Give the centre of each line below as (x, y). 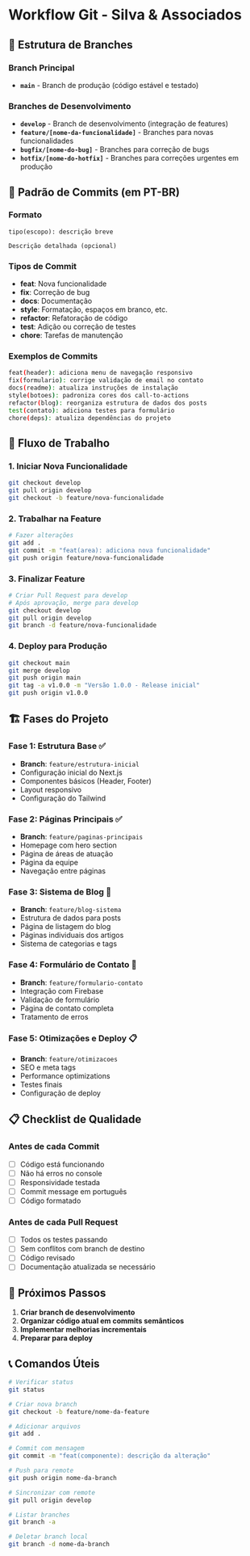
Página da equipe (49, 863)
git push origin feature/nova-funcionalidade (86, 558)
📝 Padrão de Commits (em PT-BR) (94, 192)
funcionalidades (47, 141)
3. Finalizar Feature (47, 578)
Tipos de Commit (43, 266)
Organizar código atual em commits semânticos (102, 1321)
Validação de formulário (60, 999)
